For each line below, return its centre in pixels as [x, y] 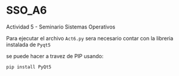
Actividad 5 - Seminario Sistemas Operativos [61, 27]
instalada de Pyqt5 [28, 45]
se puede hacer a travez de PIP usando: [55, 56]
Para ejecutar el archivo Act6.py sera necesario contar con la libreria [90, 38]
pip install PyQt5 [29, 67]
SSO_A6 [27, 10]
